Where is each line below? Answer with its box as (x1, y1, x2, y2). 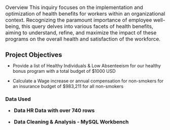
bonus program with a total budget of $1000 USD (12, 68, 116, 74)
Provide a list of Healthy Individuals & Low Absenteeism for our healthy (12, 63, 161, 69)
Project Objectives (5, 51, 62, 59)
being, (5, 23, 20, 30)
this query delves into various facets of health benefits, (21, 23, 153, 30)
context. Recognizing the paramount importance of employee (5, 17, 152, 23)
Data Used (5, 96, 31, 103)
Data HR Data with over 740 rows (14, 107, 95, 114)
